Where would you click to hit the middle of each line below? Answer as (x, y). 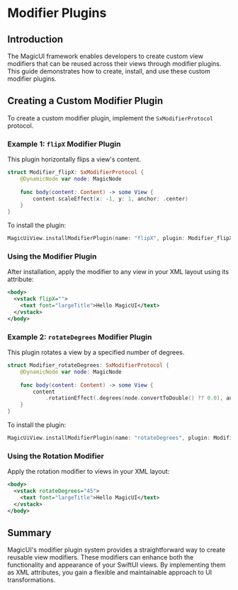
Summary (29, 533)
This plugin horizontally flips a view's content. (74, 159)
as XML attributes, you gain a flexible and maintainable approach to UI (110, 572)
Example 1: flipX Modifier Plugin (64, 144)
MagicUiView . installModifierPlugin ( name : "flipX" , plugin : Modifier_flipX (120, 239)
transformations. (32, 580)
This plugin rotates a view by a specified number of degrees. (96, 353)
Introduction (35, 39)
